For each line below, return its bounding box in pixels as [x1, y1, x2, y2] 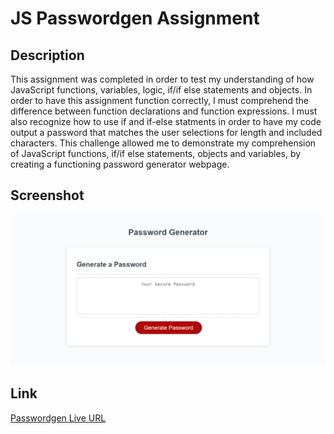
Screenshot [10, 187, 85, 204]
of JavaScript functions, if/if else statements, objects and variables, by [10, 148, 302, 159]
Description [10, 47, 85, 64]
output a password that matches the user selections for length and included [10, 127, 323, 138]
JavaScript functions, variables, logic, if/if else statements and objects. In [10, 84, 313, 96]
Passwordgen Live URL [10, 412, 107, 424]
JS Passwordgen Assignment [10, 7, 260, 30]
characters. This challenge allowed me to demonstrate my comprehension [10, 137, 317, 149]
